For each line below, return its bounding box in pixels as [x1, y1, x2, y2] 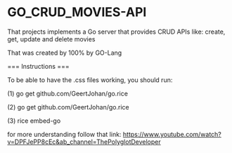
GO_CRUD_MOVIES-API [7, 4, 147, 20]
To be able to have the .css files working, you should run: [7, 75, 173, 84]
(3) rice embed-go [7, 117, 61, 125]
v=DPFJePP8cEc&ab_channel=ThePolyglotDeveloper [7, 138, 162, 146]
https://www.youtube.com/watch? [122, 130, 221, 138]
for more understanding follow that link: [7, 130, 122, 138]
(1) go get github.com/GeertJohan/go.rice [7, 89, 129, 98]
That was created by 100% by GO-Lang [7, 48, 122, 57]
